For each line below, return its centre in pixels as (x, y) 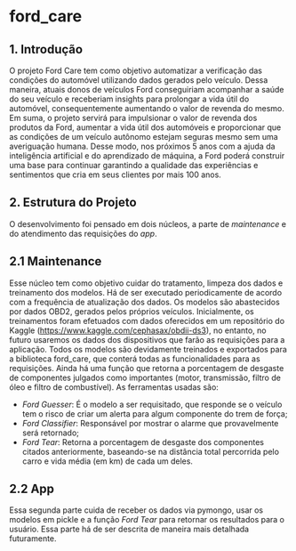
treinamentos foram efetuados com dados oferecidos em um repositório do (147, 320)
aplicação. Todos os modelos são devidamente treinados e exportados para (148, 349)
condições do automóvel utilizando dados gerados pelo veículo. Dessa (139, 80)
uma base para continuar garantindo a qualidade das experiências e (134, 165)
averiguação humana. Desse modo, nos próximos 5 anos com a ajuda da (142, 146)
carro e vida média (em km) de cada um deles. (108, 461)
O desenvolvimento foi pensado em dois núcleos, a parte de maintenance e (148, 223)
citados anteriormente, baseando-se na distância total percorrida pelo (151, 451)
